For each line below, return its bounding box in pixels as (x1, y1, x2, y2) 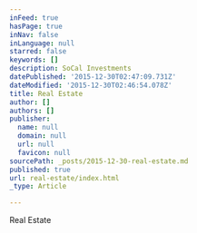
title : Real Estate (9, 89, 84, 98)
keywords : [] (9, 55, 59, 64)
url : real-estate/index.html (9, 173, 120, 182)
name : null (17, 123, 59, 132)
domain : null (17, 131, 67, 141)
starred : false (9, 47, 67, 56)
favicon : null (17, 148, 71, 157)
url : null (17, 140, 54, 149)
